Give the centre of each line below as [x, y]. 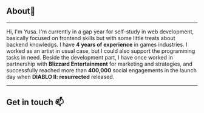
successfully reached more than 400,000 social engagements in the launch [102, 70]
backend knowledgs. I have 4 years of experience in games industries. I [97, 44]
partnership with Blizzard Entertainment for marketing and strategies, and [100, 64]
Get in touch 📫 [35, 102]
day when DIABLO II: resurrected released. [60, 77]
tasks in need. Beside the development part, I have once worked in [90, 57]
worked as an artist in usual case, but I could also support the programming [101, 51]
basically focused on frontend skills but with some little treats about [91, 38]
